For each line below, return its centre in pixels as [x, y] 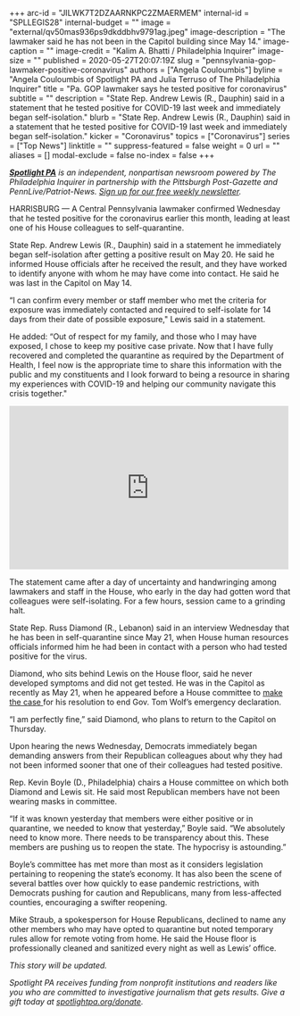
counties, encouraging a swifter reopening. [88, 902]
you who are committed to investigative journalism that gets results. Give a [147, 992]
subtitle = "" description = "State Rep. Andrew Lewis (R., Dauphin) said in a [147, 98]
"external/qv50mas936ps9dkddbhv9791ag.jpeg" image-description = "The [147, 32]
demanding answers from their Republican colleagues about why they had [146, 755]
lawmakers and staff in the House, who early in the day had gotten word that [150, 591]
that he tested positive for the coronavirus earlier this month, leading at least [150, 218]
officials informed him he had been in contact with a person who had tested [148, 647]
